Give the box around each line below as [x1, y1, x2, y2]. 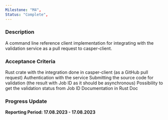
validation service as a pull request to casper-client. [5, 45, 112, 51]
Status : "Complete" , [5, 12, 49, 17]
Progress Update [5, 98, 48, 105]
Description [5, 29, 35, 36]
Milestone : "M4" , [5, 7, 42, 13]
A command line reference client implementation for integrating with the [5, 40, 154, 46]
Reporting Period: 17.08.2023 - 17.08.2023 [5, 109, 96, 115]
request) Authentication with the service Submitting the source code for [5, 75, 154, 81]
